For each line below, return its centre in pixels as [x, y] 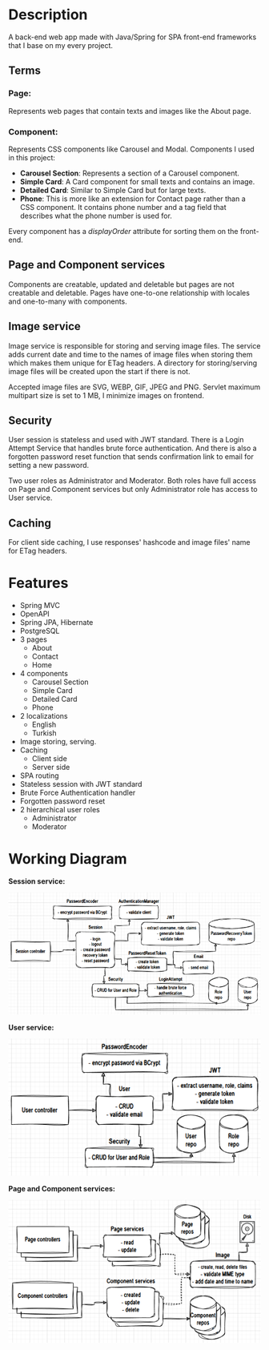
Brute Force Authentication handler [78, 793]
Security [30, 420]
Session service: [37, 881]
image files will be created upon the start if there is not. [99, 371]
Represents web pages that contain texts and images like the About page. [130, 111]
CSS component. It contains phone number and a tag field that [123, 207]
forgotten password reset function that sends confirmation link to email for [131, 457]
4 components [44, 674]
